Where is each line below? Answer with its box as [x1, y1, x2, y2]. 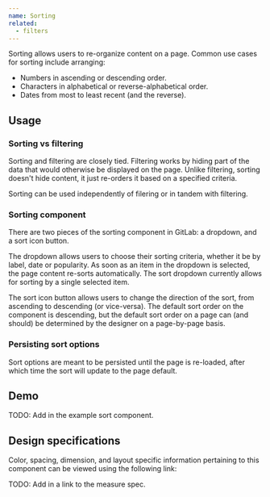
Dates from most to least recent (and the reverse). [19, 90, 187, 100]
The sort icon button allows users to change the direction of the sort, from [8, 293, 255, 303]
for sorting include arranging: [8, 57, 106, 67]
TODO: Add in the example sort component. [8, 411, 154, 420]
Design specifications [8, 433, 121, 448]
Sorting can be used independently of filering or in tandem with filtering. [8, 189, 248, 198]
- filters [15, 27, 48, 35]
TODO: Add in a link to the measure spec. [8, 479, 147, 489]
